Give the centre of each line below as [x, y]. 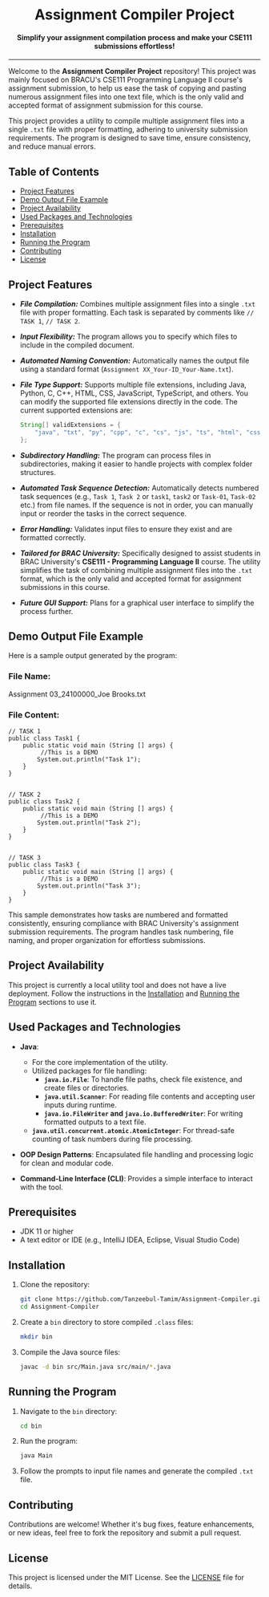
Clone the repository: [55, 1285]
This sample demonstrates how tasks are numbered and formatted [118, 915]
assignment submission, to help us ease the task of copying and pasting [127, 88]
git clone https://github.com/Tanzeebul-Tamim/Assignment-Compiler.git [142, 1299]
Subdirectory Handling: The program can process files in [115, 455]
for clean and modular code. [66, 1163]
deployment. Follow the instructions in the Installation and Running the [124, 994]
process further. [46, 611]
